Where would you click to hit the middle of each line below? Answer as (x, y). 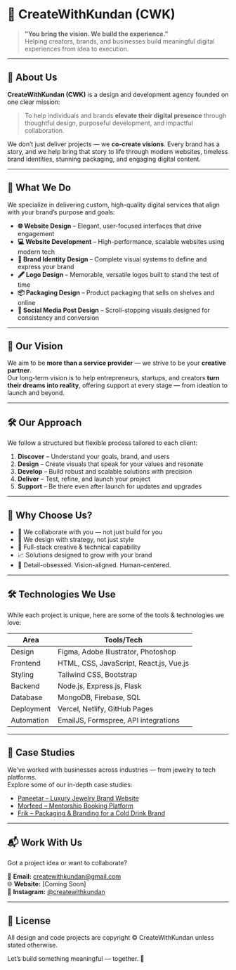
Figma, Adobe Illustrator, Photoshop (117, 652)
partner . (19, 370)
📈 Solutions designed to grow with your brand (85, 555)
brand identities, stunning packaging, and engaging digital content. (104, 159)
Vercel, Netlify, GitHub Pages (105, 709)
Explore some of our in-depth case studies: (70, 784)
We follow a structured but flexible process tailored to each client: (103, 443)
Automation (30, 720)
